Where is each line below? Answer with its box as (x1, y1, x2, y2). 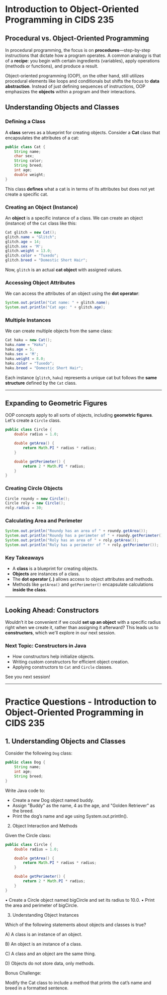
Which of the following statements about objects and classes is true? (5, 922, 147, 928)
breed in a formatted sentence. (5, 985, 69, 991)
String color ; (14, 158, 43, 163)
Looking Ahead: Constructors (5, 606, 99, 614)
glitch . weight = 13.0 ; (5, 249, 52, 253)
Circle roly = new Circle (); (5, 500, 66, 506)
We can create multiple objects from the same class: (5, 328, 113, 334)
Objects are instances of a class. (12, 571, 81, 577)
